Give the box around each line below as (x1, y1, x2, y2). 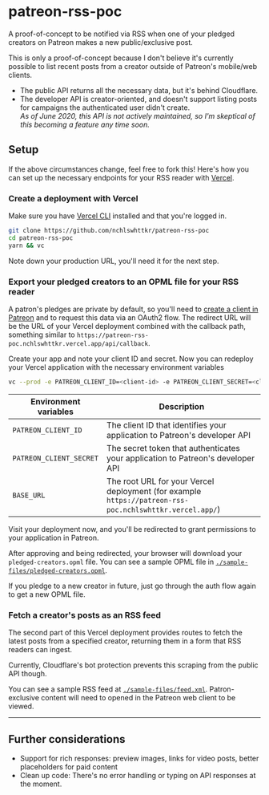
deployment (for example (106, 485, 202, 497)
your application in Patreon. (8, 533, 99, 542)
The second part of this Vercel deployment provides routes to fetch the (8, 628, 243, 638)
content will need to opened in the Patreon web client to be (41, 693, 236, 703)
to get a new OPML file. (8, 589, 86, 599)
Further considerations (8, 732, 126, 746)
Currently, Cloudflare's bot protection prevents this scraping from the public (8, 660, 259, 670)
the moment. (19, 779, 62, 789)
